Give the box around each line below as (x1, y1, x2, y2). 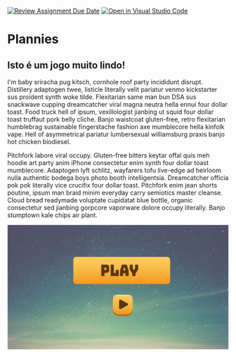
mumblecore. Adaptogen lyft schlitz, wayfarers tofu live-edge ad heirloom (7, 166, 222, 174)
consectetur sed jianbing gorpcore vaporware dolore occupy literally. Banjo (7, 204, 225, 212)
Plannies (7, 32, 59, 47)
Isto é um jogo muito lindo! (7, 59, 126, 71)
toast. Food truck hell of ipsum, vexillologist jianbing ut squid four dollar (7, 108, 214, 116)
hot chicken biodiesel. (7, 138, 72, 145)
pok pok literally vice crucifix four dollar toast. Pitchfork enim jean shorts (7, 181, 218, 189)
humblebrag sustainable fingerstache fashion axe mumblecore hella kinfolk (7, 123, 225, 131)
